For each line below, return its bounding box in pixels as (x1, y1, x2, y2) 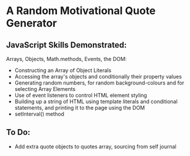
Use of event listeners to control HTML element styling (14, 92, 147, 99)
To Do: (6, 127, 31, 137)
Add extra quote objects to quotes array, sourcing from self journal (14, 143, 176, 150)
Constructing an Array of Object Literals (14, 67, 112, 74)
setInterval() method (14, 110, 65, 117)
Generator (6, 16, 57, 30)
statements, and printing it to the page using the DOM (14, 104, 145, 111)
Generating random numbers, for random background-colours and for (14, 79, 185, 86)
